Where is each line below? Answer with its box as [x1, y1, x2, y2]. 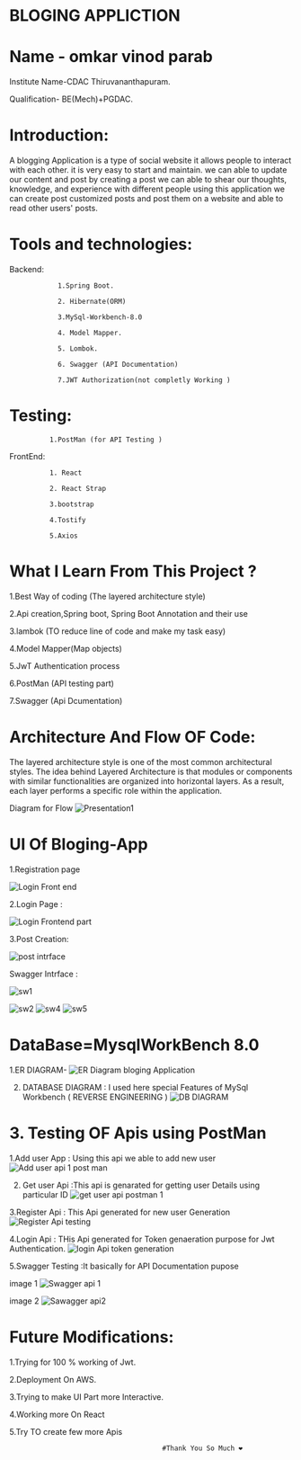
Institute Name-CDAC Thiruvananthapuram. [9, 76, 171, 87]
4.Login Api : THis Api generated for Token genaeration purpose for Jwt [9, 1233, 276, 1244]
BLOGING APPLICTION [9, 5, 181, 26]
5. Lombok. [57, 344, 99, 353]
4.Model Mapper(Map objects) [9, 643, 123, 654]
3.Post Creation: [9, 933, 69, 944]
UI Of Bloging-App [9, 834, 148, 854]
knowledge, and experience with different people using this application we [9, 183, 286, 194]
